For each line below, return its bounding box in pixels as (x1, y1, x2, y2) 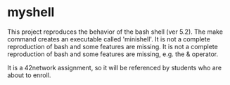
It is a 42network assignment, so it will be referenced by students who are (7, 63, 222, 72)
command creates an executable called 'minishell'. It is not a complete (7, 34, 211, 43)
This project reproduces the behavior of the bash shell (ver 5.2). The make (7, 27, 224, 36)
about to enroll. (7, 71, 51, 79)
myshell (7, 4, 55, 20)
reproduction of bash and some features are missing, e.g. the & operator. (7, 50, 219, 58)
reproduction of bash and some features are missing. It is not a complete (7, 42, 218, 51)
